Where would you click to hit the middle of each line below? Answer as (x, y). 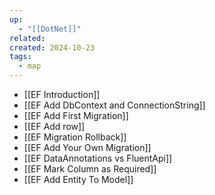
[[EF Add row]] (54, 126)
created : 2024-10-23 (52, 47)
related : (27, 38)
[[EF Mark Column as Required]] (90, 169)
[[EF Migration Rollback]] (75, 137)
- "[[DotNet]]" (50, 29)
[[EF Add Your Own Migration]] (87, 147)
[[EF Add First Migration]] (76, 115)
